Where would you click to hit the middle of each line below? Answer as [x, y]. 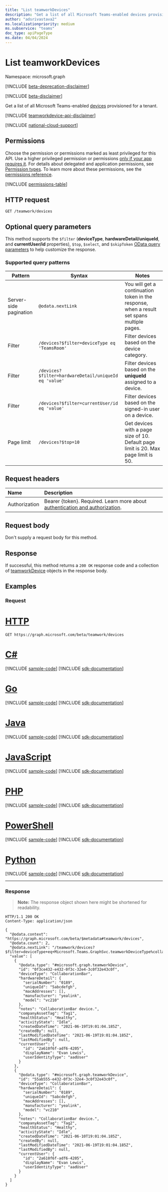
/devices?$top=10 [59, 442]
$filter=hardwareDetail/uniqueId [78, 375]
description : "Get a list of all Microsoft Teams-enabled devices [76, 15]
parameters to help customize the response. [51, 249]
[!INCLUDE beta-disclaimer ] [34, 96]
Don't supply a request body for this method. [51, 538]
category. [136, 355]
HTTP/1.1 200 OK [22, 917]
